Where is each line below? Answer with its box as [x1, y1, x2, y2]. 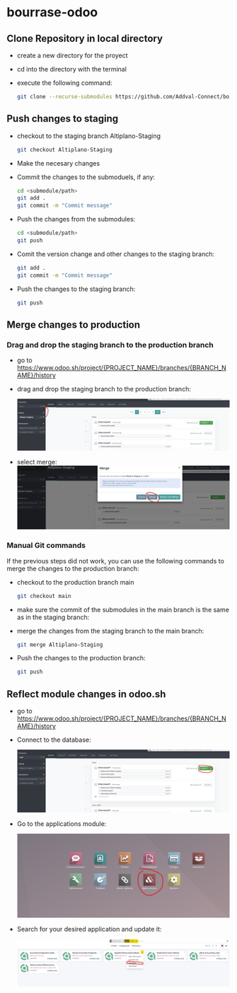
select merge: [16, 458, 57, 466]
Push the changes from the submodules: [16, 215, 136, 224]
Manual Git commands [6, 541, 86, 551]
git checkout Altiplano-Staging [16, 146, 112, 153]
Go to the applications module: [16, 819, 107, 828]
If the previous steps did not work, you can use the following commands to [6, 556, 224, 565]
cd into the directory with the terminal [16, 65, 127, 73]
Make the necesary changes [16, 159, 100, 167]
